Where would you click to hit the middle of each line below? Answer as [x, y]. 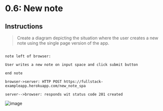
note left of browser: [28, 56]
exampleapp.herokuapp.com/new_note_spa [45, 86]
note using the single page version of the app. [63, 43]
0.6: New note [34, 8]
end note [14, 73]
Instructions [24, 26]
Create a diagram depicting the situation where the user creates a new [88, 38]
